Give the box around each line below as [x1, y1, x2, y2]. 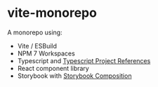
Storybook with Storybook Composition [17, 72, 132, 80]
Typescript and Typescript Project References [17, 56, 151, 65]
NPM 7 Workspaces [17, 49, 75, 58]
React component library [17, 64, 89, 72]
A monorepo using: [7, 28, 62, 36]
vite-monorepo [7, 5, 97, 21]
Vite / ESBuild [17, 41, 58, 50]
